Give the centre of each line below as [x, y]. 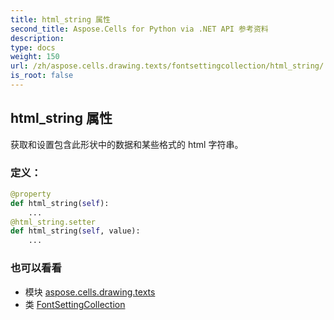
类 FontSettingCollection [75, 304]
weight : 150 [35, 57]
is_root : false [42, 76]
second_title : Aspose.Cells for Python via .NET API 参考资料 [139, 29]
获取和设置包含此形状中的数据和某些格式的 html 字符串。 [127, 144]
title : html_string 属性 [60, 19]
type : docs [33, 47]
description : [37, 38]
